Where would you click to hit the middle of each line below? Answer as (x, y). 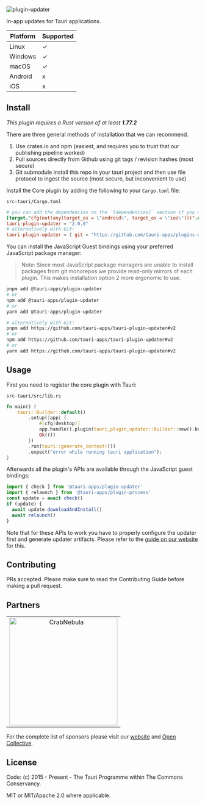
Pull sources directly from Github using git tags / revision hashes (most (104, 159)
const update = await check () (45, 498)
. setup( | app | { (48, 418)
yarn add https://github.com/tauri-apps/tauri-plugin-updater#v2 (91, 351)
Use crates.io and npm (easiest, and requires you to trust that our (97, 146)
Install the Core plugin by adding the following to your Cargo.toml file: (93, 190)
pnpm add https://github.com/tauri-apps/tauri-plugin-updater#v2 (91, 328)
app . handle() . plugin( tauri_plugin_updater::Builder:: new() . (117, 429)
